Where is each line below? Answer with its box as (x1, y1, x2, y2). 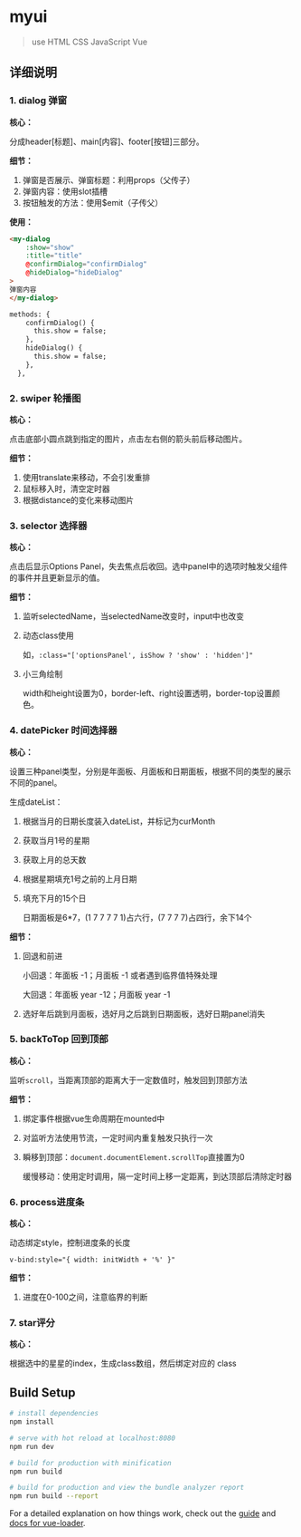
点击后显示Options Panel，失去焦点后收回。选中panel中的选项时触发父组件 (9, 561, 288, 572)
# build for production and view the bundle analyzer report (9, 1484, 245, 1493)
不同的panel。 (9, 777, 62, 788)
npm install (9, 1417, 54, 1426)
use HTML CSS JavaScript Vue (31, 36, 147, 47)
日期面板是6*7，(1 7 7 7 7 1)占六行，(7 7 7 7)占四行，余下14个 (22, 912, 252, 923)
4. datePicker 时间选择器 (9, 724, 118, 737)
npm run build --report (9, 1492, 99, 1501)
